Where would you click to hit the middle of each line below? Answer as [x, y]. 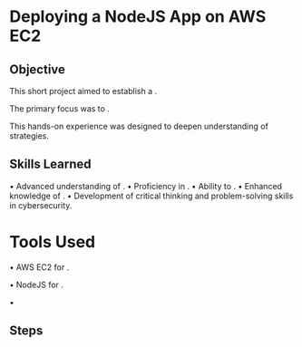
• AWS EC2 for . [39, 267]
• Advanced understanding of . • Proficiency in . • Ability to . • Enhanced [146, 186]
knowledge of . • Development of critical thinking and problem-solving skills [151, 196]
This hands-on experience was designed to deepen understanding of [139, 126]
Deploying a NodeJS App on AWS [138, 17]
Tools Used [53, 242]
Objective [38, 69]
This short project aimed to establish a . [83, 91]
